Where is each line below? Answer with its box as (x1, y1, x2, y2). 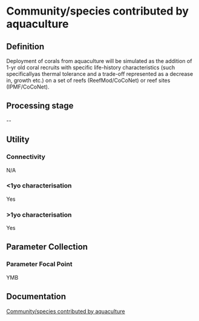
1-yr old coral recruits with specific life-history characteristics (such (6, 64, 175, 71)
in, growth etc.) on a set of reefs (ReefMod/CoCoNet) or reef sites (6, 77, 171, 84)
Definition (6, 41, 44, 52)
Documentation (6, 291, 67, 302)
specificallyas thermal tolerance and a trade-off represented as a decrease (6, 70, 194, 77)
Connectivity (6, 153, 45, 161)
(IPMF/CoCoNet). (6, 83, 50, 90)
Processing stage (6, 101, 74, 111)
